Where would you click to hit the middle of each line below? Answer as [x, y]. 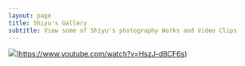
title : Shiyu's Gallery [48, 23]
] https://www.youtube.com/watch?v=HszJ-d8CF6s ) [102, 54]
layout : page [30, 16]
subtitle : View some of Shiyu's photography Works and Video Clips [123, 30]
